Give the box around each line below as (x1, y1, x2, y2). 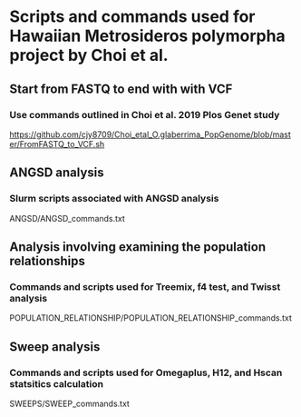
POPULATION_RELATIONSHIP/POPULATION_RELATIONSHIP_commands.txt (9, 313, 293, 323)
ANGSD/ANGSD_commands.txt (9, 213, 125, 223)
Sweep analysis (9, 339, 101, 354)
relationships (9, 253, 86, 269)
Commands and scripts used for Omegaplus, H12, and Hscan (9, 366, 283, 379)
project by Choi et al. (9, 45, 170, 65)
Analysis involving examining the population (9, 239, 266, 254)
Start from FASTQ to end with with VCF (9, 81, 233, 96)
